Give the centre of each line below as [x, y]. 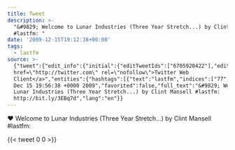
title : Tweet [26, 14]
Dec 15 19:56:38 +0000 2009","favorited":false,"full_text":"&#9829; [117, 86]
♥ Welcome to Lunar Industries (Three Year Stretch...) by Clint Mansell [109, 118]
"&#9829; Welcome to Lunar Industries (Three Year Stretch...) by [112, 27]
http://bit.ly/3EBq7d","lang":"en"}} [69, 99]
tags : [15, 46]
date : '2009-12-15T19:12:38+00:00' [59, 40]
